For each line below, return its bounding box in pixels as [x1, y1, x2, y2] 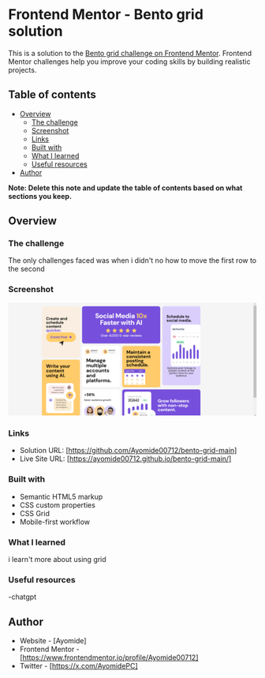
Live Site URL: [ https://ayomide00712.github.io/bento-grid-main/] [19, 454, 232, 463]
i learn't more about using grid [8, 554, 106, 564]
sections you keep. [8, 191, 73, 200]
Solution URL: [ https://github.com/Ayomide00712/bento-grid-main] [19, 446, 237, 455]
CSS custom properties [19, 500, 96, 510]
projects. [8, 65, 37, 74]
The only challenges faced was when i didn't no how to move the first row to [8, 256, 257, 265]
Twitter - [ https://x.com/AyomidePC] [19, 661, 138, 671]
